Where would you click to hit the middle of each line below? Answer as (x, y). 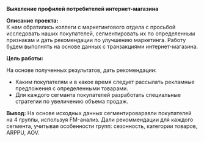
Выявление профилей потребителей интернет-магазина (82, 9)
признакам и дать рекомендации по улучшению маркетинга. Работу (96, 40)
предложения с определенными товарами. (71, 88)
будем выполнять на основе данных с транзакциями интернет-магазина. (102, 46)
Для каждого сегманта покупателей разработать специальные (98, 95)
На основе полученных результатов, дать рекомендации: (82, 70)
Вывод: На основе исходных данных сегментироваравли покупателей (99, 113)
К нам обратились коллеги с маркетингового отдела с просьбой (91, 27)
